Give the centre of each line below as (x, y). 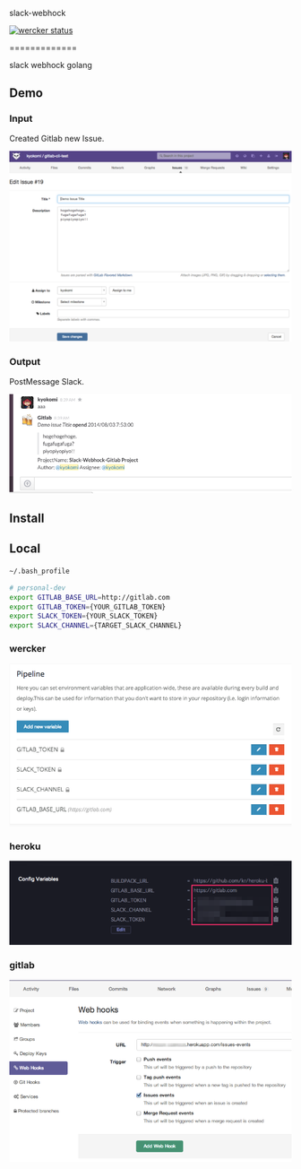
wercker (28, 649)
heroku (25, 846)
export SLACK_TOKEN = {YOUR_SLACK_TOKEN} (84, 616)
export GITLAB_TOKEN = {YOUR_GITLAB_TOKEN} (88, 607)
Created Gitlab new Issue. (57, 138)
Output (25, 362)
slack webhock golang (51, 65)
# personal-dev (38, 588)
